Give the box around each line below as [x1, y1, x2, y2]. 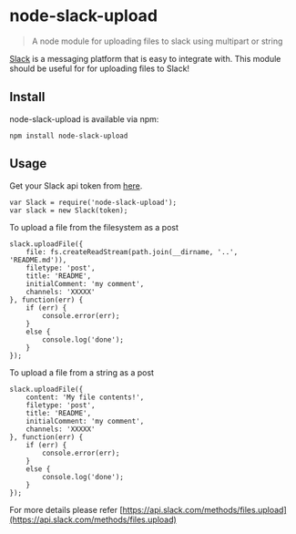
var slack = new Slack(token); [9, 206, 128, 215]
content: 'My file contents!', [26, 393, 145, 402]
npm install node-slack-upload [9, 131, 128, 140]
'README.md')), [9, 255, 67, 264]
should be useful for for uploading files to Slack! [9, 63, 189, 74]
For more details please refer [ [9, 504, 123, 515]
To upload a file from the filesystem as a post [9, 221, 179, 232]
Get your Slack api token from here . [9, 180, 143, 191]
